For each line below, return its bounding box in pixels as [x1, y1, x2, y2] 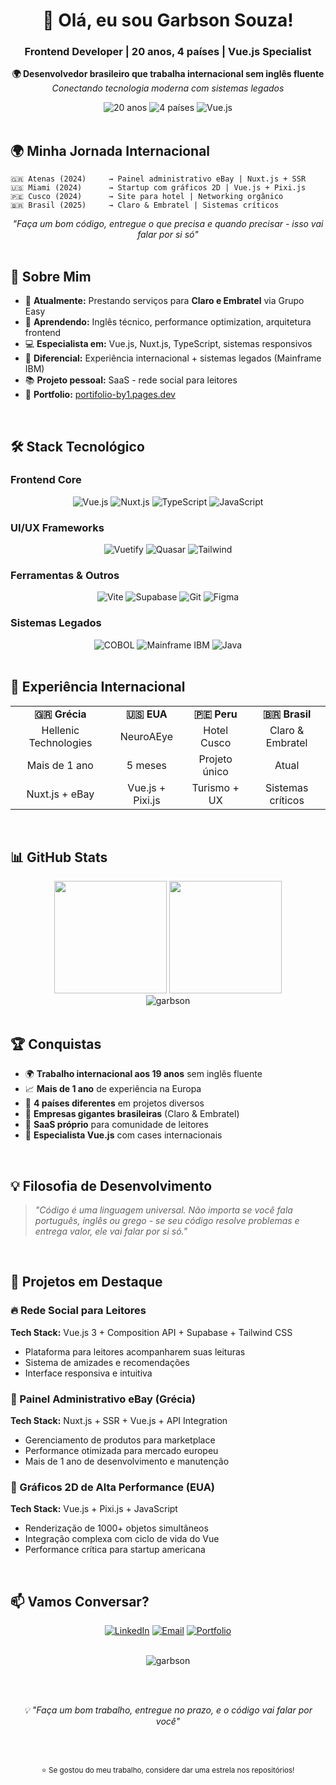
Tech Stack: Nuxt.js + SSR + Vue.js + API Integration [10, 1414, 228, 1426]
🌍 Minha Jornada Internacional [10, 142, 211, 159]
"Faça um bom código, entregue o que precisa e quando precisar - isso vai [12, 218, 324, 230]
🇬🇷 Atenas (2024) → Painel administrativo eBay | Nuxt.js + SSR [10, 174, 307, 184]
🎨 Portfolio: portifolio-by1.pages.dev [24, 389, 176, 401]
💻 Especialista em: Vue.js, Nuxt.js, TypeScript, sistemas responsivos [24, 338, 313, 350]
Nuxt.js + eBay [26, 787, 95, 801]
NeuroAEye [119, 729, 174, 743]
